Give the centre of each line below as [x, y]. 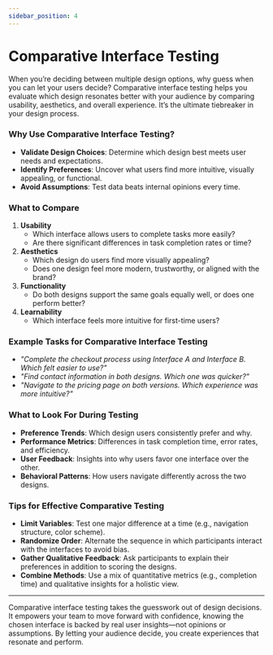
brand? [44, 277]
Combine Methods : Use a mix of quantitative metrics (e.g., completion [139, 575]
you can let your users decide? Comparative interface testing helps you [128, 87]
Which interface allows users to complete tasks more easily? [134, 234]
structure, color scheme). [63, 532]
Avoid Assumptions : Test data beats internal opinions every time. [130, 186]
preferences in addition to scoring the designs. [98, 567]
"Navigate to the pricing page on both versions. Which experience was [139, 385]
